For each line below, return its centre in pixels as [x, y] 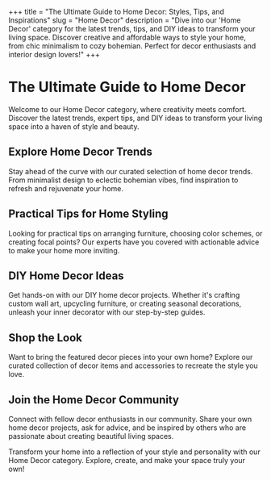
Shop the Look [46, 338]
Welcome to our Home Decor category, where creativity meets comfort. [127, 109]
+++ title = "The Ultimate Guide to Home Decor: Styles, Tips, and [116, 12]
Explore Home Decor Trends [81, 152]
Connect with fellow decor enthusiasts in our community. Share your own [130, 419]
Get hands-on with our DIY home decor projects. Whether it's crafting [124, 295]
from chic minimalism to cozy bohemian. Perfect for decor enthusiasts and [132, 46]
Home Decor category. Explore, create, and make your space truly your [127, 460]
